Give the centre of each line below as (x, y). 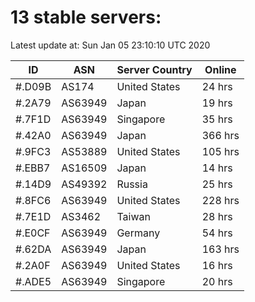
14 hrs (217, 168)
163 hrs (220, 249)
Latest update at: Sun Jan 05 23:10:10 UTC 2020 (110, 45)
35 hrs (217, 119)
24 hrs (217, 86)
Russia (132, 184)
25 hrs (217, 184)
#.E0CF (33, 233)
